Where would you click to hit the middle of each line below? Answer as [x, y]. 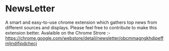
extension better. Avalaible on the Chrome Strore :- [58, 33]
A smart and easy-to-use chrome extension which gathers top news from [81, 22]
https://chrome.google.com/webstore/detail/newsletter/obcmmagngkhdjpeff [84, 38]
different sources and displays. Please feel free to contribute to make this [81, 27]
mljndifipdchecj [21, 43]
